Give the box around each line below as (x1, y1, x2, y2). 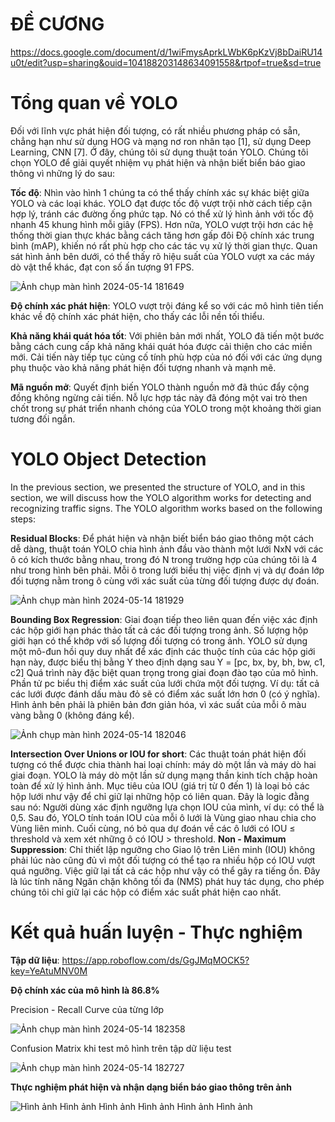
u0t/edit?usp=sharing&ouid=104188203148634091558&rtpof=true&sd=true (10, 56, 322, 68)
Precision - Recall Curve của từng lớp (10, 1003, 165, 1015)
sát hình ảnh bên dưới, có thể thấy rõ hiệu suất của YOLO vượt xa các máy (10, 250, 315, 262)
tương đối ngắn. (10, 413, 76, 425)
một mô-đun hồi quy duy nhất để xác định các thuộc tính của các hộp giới (10, 645, 316, 657)
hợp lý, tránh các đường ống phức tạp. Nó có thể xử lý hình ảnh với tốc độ (10, 208, 314, 220)
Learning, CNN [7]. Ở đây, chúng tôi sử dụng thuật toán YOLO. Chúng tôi (10, 146, 309, 158)
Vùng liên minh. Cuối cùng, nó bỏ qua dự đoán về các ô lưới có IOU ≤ (10, 822, 296, 834)
